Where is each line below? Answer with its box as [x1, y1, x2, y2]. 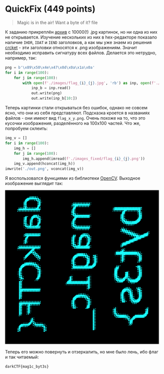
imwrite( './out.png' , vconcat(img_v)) [5, 166, 84, 171]
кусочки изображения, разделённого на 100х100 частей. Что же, [5, 121, 141, 126]
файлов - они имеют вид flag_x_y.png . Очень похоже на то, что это [5, 115, 145, 121]
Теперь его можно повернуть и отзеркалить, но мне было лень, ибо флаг [5, 349, 159, 355]
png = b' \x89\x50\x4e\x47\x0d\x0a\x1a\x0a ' [5, 65, 95, 70]
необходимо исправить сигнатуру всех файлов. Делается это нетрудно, [5, 50, 157, 56]
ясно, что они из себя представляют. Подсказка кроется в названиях [5, 110, 150, 116]
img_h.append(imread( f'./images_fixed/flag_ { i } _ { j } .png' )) [22, 156, 145, 161]
